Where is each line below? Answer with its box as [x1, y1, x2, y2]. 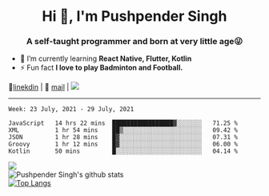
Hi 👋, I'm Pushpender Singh [42, 7, 227, 26]
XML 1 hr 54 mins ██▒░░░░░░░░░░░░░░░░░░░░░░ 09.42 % [8, 126, 239, 134]
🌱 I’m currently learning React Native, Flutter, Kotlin [19, 54, 192, 63]
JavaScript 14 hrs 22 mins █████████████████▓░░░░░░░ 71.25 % [8, 119, 239, 127]
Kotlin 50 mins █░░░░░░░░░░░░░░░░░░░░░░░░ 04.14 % [8, 147, 239, 155]
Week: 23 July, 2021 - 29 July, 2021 [8, 106, 134, 114]
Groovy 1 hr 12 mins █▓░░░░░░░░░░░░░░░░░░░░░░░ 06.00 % [8, 140, 239, 149]
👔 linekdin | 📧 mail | [8, 82, 70, 92]
